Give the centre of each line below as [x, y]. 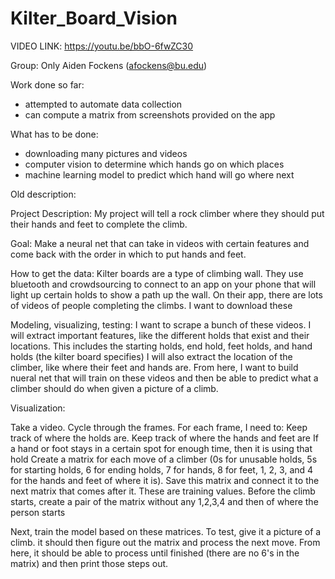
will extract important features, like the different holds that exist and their [160, 335]
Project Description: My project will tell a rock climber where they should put [167, 213]
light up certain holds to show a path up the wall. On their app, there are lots [166, 294]
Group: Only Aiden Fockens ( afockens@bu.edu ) [109, 65]
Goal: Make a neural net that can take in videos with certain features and [160, 243]
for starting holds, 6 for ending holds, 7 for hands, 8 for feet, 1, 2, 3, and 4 [162, 469]
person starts [38, 512]
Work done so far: [47, 84]
